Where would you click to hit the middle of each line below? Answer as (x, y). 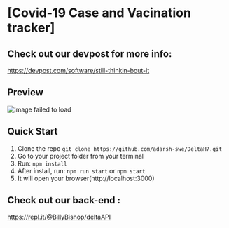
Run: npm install (42, 163)
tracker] (31, 28)
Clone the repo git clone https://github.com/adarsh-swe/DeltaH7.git (120, 148)
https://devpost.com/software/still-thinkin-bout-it (78, 71)
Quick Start (33, 132)
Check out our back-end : (64, 200)
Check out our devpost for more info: (90, 54)
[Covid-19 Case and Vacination (99, 13)
